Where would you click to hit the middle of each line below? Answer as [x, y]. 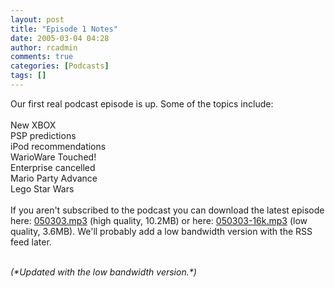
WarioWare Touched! [53, 157]
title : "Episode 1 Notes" [64, 29]
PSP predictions [43, 135]
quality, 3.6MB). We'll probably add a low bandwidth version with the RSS [161, 231]
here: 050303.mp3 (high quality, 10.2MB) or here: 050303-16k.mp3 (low [159, 220]
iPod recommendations [58, 146]
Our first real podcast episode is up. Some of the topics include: [142, 103]
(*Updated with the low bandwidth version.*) [103, 272]
